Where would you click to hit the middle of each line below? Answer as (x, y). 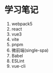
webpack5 (22, 24)
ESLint (18, 61)
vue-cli (19, 66)
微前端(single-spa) (30, 50)
